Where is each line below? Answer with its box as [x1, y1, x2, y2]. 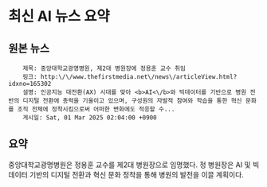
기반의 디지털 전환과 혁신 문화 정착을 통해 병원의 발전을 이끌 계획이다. [29, 169, 245, 179]
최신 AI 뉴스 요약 [8, 7, 110, 25]
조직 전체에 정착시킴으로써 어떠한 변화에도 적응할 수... [17, 105, 175, 113]
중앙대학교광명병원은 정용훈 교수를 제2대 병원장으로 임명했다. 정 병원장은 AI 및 [8, 160, 251, 169]
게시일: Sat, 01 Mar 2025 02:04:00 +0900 [22, 114, 157, 122]
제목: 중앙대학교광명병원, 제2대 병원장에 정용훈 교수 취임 [22, 64, 186, 72]
